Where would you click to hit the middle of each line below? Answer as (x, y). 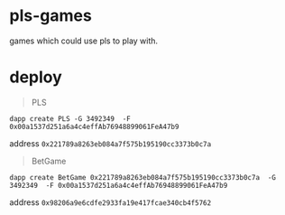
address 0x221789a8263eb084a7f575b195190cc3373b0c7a (110, 143)
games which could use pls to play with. (84, 41)
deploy (36, 77)
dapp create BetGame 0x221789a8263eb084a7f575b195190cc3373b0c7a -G (143, 177)
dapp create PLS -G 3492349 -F (70, 118)
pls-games (51, 16)
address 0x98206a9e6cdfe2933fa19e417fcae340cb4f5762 (110, 202)
